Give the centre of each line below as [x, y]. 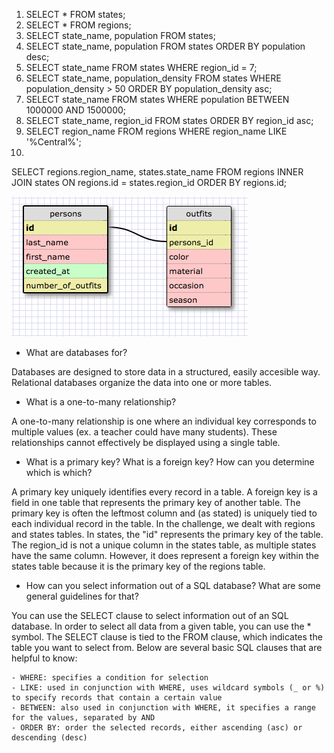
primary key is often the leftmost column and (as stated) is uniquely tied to [164, 513]
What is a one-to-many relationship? [101, 402]
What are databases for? [76, 352]
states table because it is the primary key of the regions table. [138, 566]
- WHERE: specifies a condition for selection [110, 678]
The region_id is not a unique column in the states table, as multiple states [164, 545]
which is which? [59, 472]
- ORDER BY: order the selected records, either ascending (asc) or [157, 728]
